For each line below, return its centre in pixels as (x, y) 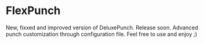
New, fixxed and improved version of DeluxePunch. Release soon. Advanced (102, 28)
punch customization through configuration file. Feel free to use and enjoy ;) (102, 34)
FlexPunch (33, 11)
